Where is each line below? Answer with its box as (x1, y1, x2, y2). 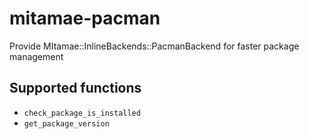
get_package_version (23, 118, 110, 129)
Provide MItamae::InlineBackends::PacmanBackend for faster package (9, 40, 300, 52)
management (9, 50, 64, 62)
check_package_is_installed (23, 108, 141, 118)
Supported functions (9, 80, 142, 97)
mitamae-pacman (9, 7, 161, 30)
